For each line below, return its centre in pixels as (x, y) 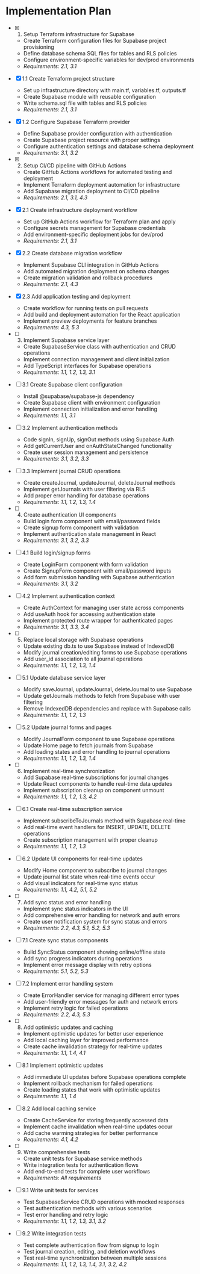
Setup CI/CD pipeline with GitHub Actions (75, 165)
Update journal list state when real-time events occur (89, 877)
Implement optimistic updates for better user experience (93, 1033)
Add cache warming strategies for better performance (91, 1133)
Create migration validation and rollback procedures (88, 278)
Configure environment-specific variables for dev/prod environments (109, 60)
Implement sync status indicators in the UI (76, 909)
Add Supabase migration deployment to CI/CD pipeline (92, 191)
